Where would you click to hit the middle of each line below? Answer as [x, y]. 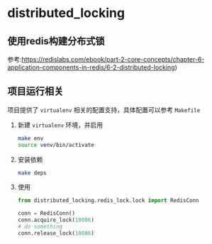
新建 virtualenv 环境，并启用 [60, 125]
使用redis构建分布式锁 [56, 41]
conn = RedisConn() [46, 213]
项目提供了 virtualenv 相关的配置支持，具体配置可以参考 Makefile [104, 110]
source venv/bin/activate [56, 145]
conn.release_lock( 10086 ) [56, 233]
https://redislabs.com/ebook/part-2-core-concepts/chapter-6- [113, 59]
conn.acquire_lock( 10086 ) [56, 220]
